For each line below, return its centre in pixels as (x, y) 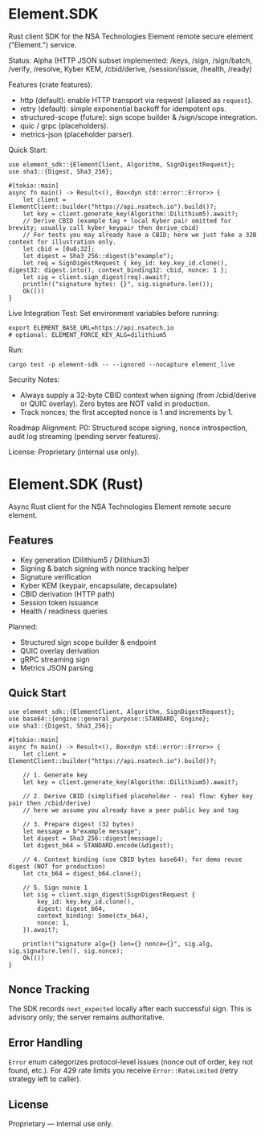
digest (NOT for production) (57, 866)
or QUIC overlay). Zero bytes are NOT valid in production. (115, 404)
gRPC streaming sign (55, 659)
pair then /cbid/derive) (50, 803)
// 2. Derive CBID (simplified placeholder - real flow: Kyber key (138, 796)
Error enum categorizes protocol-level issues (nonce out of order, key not (131, 1062)
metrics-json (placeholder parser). (77, 134)
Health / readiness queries (64, 611)
